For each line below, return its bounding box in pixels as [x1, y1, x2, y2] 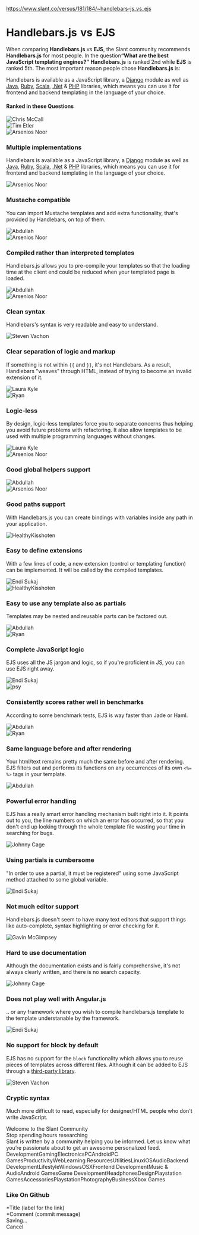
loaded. [6, 275, 25, 282]
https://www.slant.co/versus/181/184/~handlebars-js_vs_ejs [6, 5, 151, 12]
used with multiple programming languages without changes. [6, 432, 156, 440]
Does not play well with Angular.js [6, 995, 106, 1003]
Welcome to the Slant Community [6, 1125, 88, 1132]
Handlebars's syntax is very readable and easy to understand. [6, 321, 159, 328]
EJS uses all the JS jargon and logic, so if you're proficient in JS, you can [6, 659, 185, 666]
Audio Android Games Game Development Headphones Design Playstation [6, 1169, 182, 1177]
